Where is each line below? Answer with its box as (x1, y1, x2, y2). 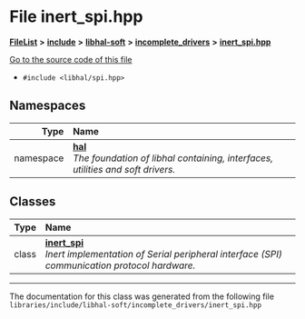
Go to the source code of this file (9, 54, 133, 65)
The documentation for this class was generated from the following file (9, 291, 275, 302)
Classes (9, 194, 56, 210)
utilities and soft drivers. (72, 163, 175, 175)
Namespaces (9, 98, 86, 114)
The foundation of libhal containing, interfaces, (72, 152, 274, 164)
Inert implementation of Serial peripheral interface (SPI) (44, 247, 283, 260)
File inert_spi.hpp (9, 6, 143, 27)
